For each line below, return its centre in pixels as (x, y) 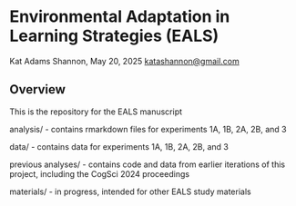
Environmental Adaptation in (120, 17)
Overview (38, 89)
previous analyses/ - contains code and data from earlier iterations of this (147, 164)
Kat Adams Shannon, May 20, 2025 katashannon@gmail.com (124, 61)
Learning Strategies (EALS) (114, 36)
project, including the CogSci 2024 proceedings (99, 173)
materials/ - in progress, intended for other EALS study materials (131, 191)
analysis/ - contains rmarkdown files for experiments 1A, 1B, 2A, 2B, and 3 (148, 129)
